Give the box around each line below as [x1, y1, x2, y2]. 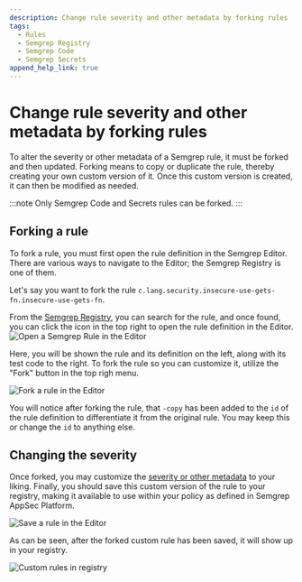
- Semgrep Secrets [17, 55, 87, 64]
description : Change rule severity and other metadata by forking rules [9, 13, 288, 23]
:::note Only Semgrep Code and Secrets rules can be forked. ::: [9, 198, 243, 208]
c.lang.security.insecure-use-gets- [138, 286, 276, 295]
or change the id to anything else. [9, 421, 135, 432]
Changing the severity [9, 448, 138, 463]
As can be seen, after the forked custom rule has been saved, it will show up [9, 535, 294, 546]
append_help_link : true [9, 64, 99, 73]
